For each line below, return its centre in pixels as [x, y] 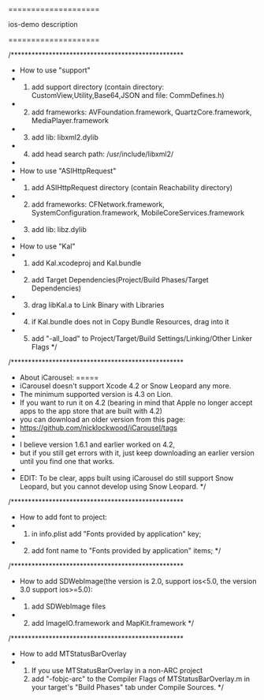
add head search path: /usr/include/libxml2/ [102, 154]
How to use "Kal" [47, 246]
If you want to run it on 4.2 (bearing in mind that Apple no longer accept [136, 402]
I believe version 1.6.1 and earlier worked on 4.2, [97, 444]
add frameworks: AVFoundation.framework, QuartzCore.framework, [141, 112]
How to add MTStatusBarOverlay [73, 653]
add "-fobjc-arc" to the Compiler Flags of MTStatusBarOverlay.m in [141, 679]
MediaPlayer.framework [70, 120]
